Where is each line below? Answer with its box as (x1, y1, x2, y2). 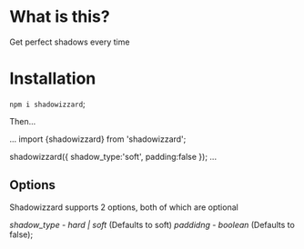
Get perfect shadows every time (9, 36, 130, 47)
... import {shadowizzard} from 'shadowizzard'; (9, 134, 187, 144)
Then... (9, 115, 36, 126)
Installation (9, 68, 96, 89)
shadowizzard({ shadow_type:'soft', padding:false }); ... (9, 151, 217, 162)
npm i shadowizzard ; (9, 98, 86, 109)
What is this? (9, 6, 111, 27)
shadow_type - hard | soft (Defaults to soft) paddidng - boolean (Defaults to (9, 219, 296, 230)
